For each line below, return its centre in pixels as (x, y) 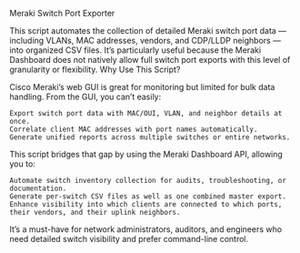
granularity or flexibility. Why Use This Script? (95, 69)
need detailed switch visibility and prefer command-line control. (129, 239)
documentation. (38, 188)
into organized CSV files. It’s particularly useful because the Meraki (135, 50)
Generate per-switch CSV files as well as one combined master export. (148, 197)
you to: (23, 164)
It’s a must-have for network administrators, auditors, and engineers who (146, 229)
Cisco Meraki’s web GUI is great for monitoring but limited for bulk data (142, 87)
